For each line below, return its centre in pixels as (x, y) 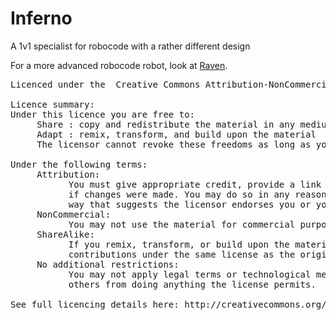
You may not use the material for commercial (182, 224)
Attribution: (68, 174)
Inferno (41, 18)
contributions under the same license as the (182, 254)
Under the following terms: (79, 164)
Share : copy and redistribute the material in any (166, 124)
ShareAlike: (65, 234)
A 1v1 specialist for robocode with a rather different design (130, 46)
